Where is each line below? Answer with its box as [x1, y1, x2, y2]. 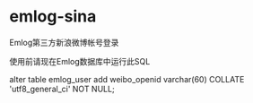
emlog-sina [9, 6, 97, 27]
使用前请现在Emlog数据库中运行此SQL [9, 56, 151, 66]
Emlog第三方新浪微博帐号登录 [9, 37, 119, 47]
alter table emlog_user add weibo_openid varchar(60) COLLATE [9, 73, 245, 84]
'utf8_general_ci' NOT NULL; [9, 83, 115, 94]
